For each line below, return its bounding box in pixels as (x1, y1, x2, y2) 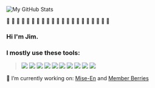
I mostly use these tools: (6, 48, 80, 57)
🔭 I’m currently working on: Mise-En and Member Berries (6, 75, 149, 82)
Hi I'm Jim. (6, 32, 38, 40)
